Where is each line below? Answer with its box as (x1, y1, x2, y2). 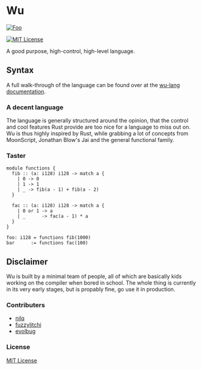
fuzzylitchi (15, 321, 41, 329)
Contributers (6, 301, 46, 310)
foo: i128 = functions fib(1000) (6, 235, 91, 241)
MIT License (6, 357, 38, 364)
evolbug (15, 327, 36, 335)
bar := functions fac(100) (6, 240, 88, 246)
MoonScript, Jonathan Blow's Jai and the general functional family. (6, 137, 175, 144)
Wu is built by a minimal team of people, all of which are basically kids (6, 272, 182, 280)
